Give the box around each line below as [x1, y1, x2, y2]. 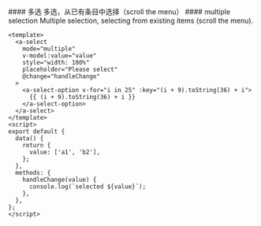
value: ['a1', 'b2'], [28, 148, 101, 156]
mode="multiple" [22, 45, 76, 53]
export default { [8, 128, 65, 135]
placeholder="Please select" [22, 65, 118, 73]
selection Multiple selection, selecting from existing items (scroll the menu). [8, 16, 254, 25]
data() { [15, 135, 44, 143]
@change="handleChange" [22, 72, 101, 80]
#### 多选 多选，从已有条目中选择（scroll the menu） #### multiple [8, 7, 231, 17]
